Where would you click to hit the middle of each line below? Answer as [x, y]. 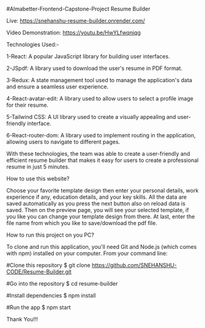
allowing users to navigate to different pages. [63, 142]
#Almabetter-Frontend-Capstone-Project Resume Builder [78, 9]
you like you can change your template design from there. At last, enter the [101, 216]
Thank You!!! [22, 319]
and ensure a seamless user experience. [58, 86]
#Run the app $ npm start [39, 307]
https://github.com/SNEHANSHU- [134, 265]
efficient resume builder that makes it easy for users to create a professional [102, 160]
